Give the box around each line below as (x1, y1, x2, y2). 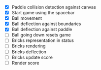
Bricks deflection (11, 49, 46, 55)
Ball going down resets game (11, 32, 71, 38)
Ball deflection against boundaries (11, 21, 81, 27)
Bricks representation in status (11, 37, 74, 43)
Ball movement (11, 15, 42, 21)
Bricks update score (11, 54, 53, 60)
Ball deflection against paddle (11, 27, 72, 33)
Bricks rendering (11, 43, 46, 49)
